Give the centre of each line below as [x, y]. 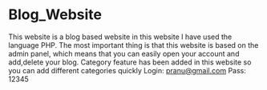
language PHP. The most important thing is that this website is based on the [133, 45]
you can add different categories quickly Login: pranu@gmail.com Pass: [127, 70]
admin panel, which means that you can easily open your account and [124, 53]
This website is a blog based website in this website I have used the [120, 37]
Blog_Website [55, 15]
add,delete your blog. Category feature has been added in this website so [130, 62]
